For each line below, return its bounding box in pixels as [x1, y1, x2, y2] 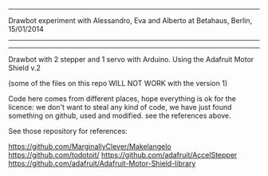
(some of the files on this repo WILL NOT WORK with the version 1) [8, 79, 228, 88]
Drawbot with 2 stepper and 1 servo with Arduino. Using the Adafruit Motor [8, 55, 254, 64]
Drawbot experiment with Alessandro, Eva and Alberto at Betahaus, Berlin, [8, 16, 253, 25]
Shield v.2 [8, 63, 41, 72]
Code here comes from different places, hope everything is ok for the [8, 94, 237, 104]
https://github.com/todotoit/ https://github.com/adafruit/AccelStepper [8, 151, 238, 159]
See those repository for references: [8, 127, 128, 135]
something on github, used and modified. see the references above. [8, 111, 231, 120]
